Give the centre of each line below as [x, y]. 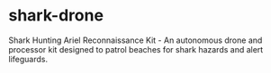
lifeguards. [28, 59]
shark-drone [56, 16]
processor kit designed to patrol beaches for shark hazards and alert [136, 49]
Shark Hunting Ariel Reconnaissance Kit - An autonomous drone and [135, 40]
